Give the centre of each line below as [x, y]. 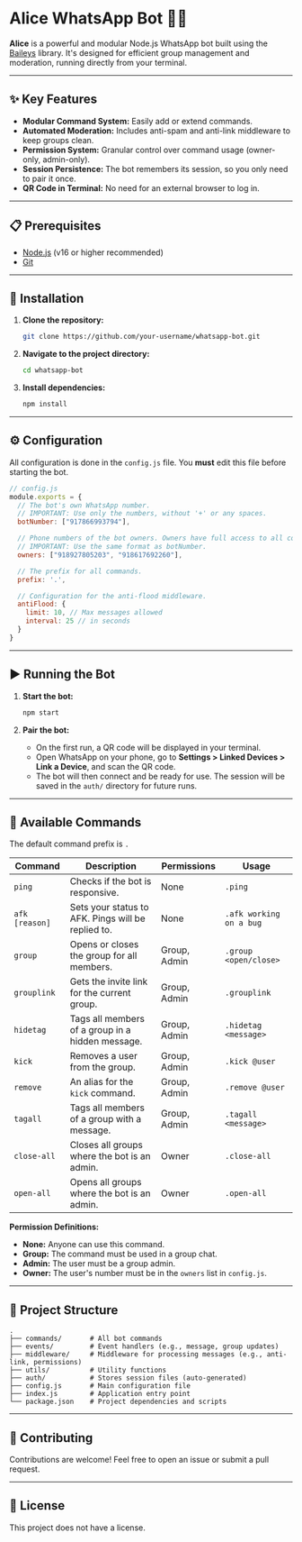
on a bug [243, 923]
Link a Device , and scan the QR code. [106, 766]
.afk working [252, 914]
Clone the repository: [63, 320]
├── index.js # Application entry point [100, 1394]
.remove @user [254, 1088]
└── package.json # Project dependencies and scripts [118, 1402]
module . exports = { [46, 497]
